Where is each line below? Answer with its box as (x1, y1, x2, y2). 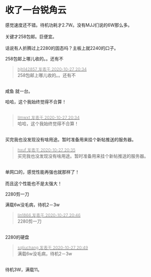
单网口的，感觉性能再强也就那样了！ (5, 169, 80, 175)
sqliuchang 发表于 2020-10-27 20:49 (17, 245, 88, 250)
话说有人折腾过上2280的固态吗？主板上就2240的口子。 (5, 45, 119, 51)
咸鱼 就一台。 (5, 88, 33, 94)
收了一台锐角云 (5, 4, 67, 16)
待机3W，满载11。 (5, 267, 42, 273)
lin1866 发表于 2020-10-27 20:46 (17, 212, 81, 218)
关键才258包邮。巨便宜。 (5, 33, 57, 39)
